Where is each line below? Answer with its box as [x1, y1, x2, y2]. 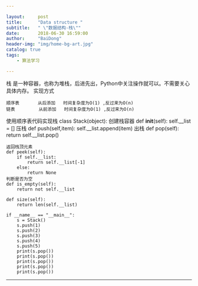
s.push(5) [16, 243, 41, 249]
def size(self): [6, 196, 46, 202]
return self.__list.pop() [6, 131, 59, 139]
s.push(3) [16, 232, 41, 239]
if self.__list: [16, 154, 57, 160]
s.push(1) [16, 222, 41, 228]
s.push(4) [16, 238, 41, 244]
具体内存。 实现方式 [6, 87, 54, 94]
